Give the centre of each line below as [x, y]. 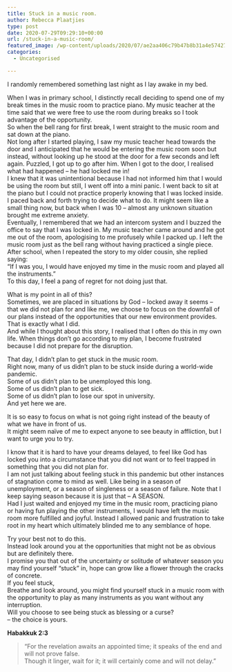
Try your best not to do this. [47, 539]
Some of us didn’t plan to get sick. [56, 388]
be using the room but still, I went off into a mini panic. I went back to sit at [113, 185]
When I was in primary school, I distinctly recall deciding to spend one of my [116, 97]
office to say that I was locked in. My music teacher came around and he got [116, 229]
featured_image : [30, 46]
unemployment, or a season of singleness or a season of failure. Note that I [114, 488]
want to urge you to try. [40, 439]
